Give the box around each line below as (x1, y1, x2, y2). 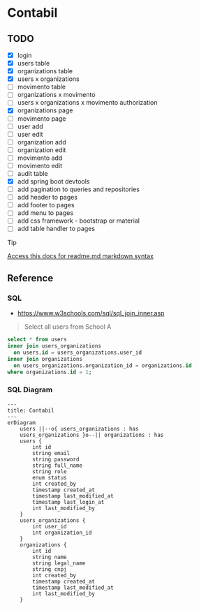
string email (32, 449, 71, 456)
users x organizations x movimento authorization (17, 98, 159, 107)
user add (17, 122, 43, 131)
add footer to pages (17, 201, 75, 209)
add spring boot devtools (17, 177, 90, 186)
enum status (32, 474, 68, 481)
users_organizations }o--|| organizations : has (20, 431, 164, 438)
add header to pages (17, 193, 78, 202)
